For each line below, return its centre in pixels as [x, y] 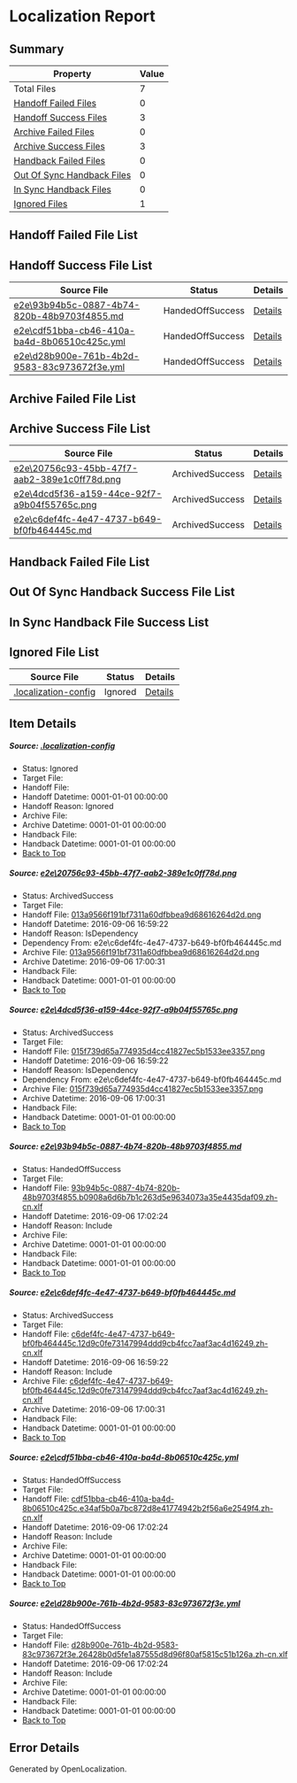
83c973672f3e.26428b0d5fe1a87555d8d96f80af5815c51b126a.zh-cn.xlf [155, 1654]
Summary [37, 49]
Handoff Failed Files [55, 103]
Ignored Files [41, 204]
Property [72, 74]
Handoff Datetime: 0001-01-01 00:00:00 [95, 796]
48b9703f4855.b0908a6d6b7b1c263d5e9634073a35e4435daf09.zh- [150, 1197]
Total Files [35, 89]
